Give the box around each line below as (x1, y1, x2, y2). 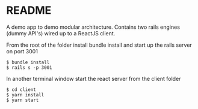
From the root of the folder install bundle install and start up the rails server (6, 41, 193, 49)
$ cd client (6, 86, 36, 93)
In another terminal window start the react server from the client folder (6, 75, 181, 82)
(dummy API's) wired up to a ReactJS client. (6, 29, 116, 37)
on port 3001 (6, 47, 38, 54)
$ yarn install (6, 92, 45, 98)
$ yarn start (6, 97, 39, 103)
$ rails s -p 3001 (6, 64, 52, 71)
